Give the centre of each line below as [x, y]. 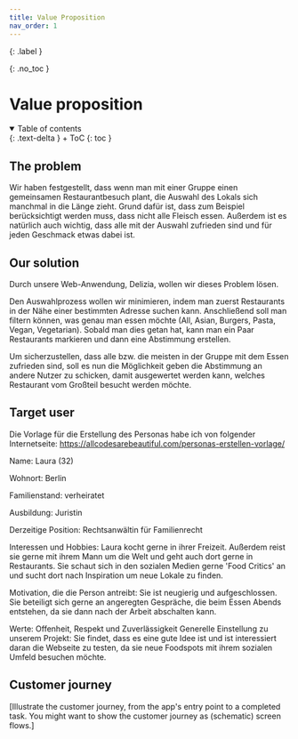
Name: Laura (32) [41, 461]
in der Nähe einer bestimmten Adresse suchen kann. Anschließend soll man [148, 311]
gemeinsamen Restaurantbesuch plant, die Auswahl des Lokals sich [134, 197]
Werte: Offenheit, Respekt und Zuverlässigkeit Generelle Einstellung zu [139, 629]
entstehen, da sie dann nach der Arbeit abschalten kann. [113, 611]
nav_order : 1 [33, 26]
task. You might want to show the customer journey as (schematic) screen [145, 716]
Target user [42, 413]
